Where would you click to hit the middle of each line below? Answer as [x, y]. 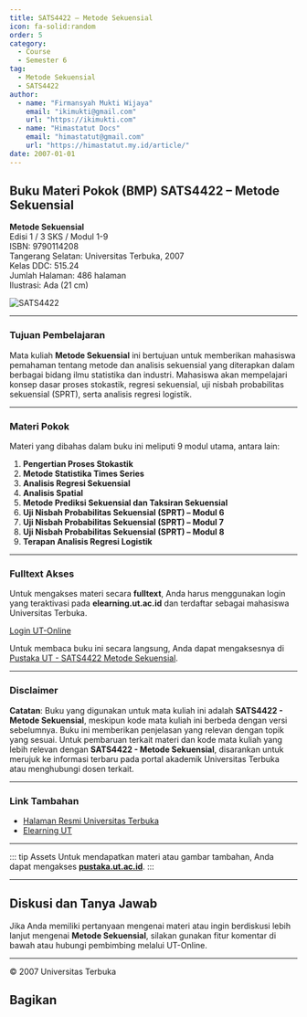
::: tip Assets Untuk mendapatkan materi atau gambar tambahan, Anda [142, 856]
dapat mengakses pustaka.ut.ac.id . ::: [82, 866]
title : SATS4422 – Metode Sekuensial [81, 18]
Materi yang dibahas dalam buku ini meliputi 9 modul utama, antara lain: [145, 446]
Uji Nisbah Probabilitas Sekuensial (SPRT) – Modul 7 [123, 523]
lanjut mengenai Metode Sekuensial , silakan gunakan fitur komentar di [143, 935]
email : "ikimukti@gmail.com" [81, 111]
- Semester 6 [42, 60]
